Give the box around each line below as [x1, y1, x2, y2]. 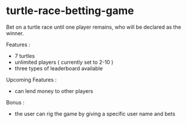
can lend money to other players [14, 87, 93, 94]
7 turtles [14, 52, 35, 59]
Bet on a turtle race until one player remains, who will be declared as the [6, 23, 181, 30]
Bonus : [6, 98, 25, 106]
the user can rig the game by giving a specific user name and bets [14, 110, 175, 117]
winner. [6, 29, 24, 36]
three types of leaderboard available [14, 64, 103, 71]
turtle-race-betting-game [6, 4, 134, 18]
